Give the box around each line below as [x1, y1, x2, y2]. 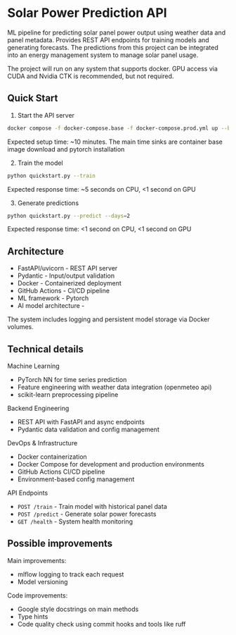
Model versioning [17, 577, 68, 586]
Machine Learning [7, 362, 60, 370]
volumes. [7, 323, 34, 331]
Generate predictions [17, 199, 79, 207]
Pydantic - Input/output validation [17, 271, 114, 280]
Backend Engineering [7, 404, 70, 412]
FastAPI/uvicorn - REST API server [17, 264, 118, 273]
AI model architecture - [17, 302, 85, 310]
